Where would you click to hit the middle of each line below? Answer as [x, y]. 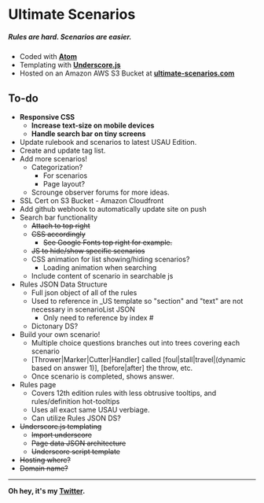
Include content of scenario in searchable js [102, 276]
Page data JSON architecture [79, 443]
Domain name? [44, 468]
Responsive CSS [47, 117]
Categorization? [57, 167]
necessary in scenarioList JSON [83, 309]
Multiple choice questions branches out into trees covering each [136, 342]
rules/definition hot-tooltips [75, 401]
